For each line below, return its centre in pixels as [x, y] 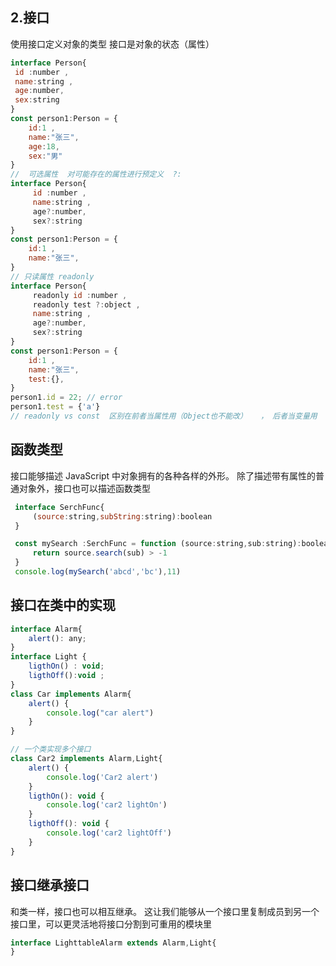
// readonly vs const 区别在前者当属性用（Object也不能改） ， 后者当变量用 [164, 416]
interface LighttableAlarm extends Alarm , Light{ [113, 943]
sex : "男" [45, 156]
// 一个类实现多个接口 [51, 749]
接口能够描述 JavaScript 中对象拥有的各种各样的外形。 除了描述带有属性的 [163, 475]
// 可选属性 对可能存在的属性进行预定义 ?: [96, 174]
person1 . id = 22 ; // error [66, 398]
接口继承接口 [50, 885]
